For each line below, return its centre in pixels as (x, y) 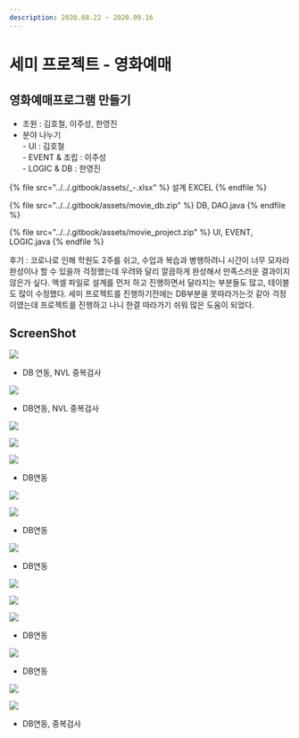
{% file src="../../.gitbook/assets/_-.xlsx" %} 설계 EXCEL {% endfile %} (138, 187)
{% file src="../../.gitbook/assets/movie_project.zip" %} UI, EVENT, (131, 232)
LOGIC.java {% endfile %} (57, 242)
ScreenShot (43, 333)
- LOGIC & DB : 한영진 (61, 168)
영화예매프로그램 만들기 (70, 101)
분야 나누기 (42, 134)
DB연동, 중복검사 (52, 724)
